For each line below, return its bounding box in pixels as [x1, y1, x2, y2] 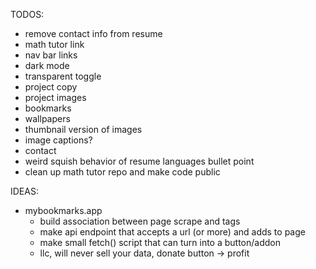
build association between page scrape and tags [39, 215, 241, 227]
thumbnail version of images [24, 124, 143, 135]
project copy [24, 81, 78, 93]
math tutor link [24, 39, 85, 50]
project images [24, 92, 87, 103]
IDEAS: [10, 185, 39, 197]
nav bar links [24, 49, 78, 61]
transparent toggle [24, 70, 102, 82]
